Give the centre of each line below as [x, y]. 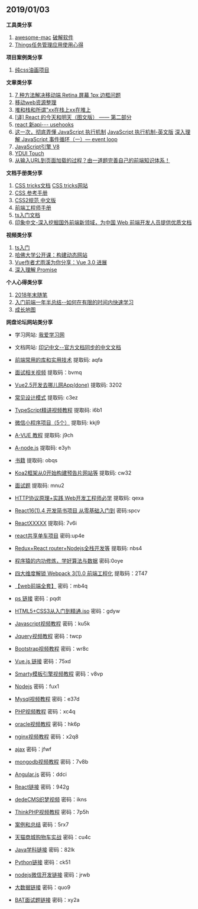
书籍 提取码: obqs [36, 460]
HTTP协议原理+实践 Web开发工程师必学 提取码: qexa [79, 498]
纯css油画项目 [32, 70]
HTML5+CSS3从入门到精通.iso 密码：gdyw [67, 611]
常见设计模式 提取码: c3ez [46, 397]
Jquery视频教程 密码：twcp [48, 636]
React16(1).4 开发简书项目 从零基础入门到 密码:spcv [77, 510]
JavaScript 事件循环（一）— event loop [70, 139]
